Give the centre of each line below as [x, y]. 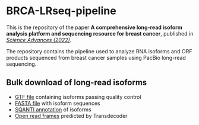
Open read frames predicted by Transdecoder [71, 116]
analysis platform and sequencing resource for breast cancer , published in [100, 33]
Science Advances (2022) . [39, 40]
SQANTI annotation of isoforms [53, 109]
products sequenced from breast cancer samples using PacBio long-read [96, 57]
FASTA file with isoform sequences [57, 103]
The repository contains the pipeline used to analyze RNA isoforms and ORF [99, 51]
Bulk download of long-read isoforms [77, 83]
